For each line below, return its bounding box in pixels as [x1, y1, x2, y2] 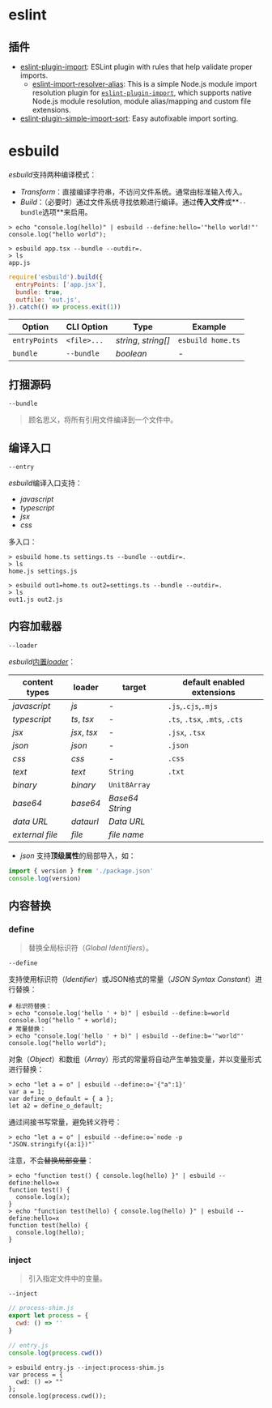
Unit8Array [108, 780, 151, 789]
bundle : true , [15, 288, 63, 297]
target [121, 681, 147, 693]
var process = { [8, 1371, 63, 1379]
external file [12, 829, 58, 840]
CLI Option [66, 322, 108, 333]
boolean [116, 348, 147, 360]
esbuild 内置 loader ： [8, 656, 75, 666]
